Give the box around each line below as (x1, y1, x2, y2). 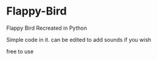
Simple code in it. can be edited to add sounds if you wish (6, 36, 152, 43)
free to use (6, 47, 34, 55)
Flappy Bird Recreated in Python (6, 24, 87, 32)
